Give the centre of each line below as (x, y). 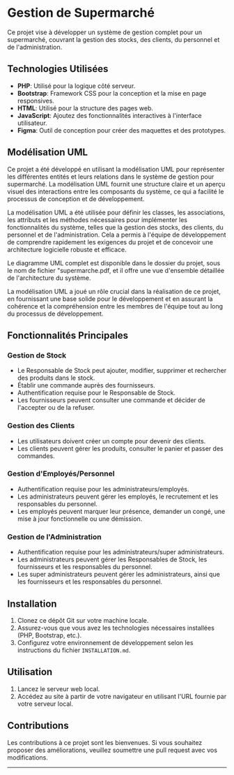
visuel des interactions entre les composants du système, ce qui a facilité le (116, 191)
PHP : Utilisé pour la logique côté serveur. (76, 86)
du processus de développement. (55, 313)
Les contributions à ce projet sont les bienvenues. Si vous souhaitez (105, 742)
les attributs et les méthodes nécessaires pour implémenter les (97, 220)
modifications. (28, 757)
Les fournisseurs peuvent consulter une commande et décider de (111, 400)
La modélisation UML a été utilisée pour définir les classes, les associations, (116, 212)
